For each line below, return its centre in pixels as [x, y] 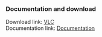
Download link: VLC [30, 22]
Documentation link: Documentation [50, 28]
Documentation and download [51, 9]
